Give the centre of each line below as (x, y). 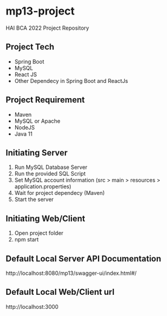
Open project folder (39, 233)
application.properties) (43, 186)
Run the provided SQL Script (50, 174)
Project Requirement (45, 100)
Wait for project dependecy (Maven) (60, 193)
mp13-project (40, 11)
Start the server (34, 199)
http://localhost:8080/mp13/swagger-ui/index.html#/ (71, 273)
